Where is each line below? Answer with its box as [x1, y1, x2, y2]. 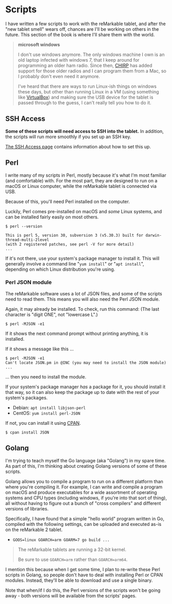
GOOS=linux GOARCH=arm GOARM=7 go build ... [12, 537, 110, 542]
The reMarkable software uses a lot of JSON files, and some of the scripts [5, 290, 163, 296]
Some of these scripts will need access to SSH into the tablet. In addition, [5, 128, 164, 134]
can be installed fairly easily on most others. [5, 214, 99, 220]
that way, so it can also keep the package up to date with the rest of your [5, 389, 160, 395]
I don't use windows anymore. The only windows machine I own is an [17, 51, 165, 58]
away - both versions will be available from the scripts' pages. [5, 592, 137, 599]
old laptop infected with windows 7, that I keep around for [17, 56, 140, 63]
